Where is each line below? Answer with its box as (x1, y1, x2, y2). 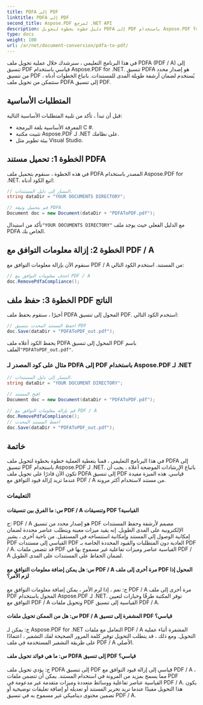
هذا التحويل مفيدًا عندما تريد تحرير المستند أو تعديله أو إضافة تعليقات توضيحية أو (7, 685, 183, 692)
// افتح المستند (7, 391, 40, 398)
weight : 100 (7, 37, 37, 43)
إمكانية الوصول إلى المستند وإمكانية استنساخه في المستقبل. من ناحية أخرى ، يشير (7, 533, 190, 540)
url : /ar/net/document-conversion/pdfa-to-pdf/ (7, 43, 129, 49)
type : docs (7, 31, 34, 37)
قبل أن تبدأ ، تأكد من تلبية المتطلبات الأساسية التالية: (7, 112, 123, 119)
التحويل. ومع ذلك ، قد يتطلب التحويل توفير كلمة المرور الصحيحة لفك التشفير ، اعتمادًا (7, 632, 196, 639)
